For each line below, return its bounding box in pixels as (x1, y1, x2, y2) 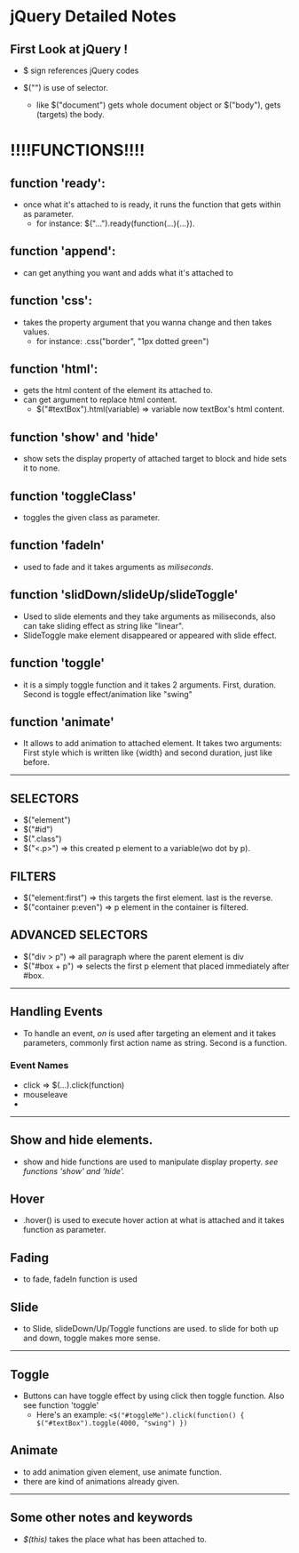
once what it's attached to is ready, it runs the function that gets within (22, 199, 282, 210)
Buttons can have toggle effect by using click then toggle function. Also (22, 1390, 285, 1401)
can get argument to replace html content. (22, 394, 177, 406)
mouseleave (22, 1089, 68, 1099)
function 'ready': (10, 175, 106, 190)
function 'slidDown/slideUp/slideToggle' (10, 587, 239, 602)
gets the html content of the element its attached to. (22, 385, 214, 396)
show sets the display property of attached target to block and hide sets (22, 454, 287, 464)
